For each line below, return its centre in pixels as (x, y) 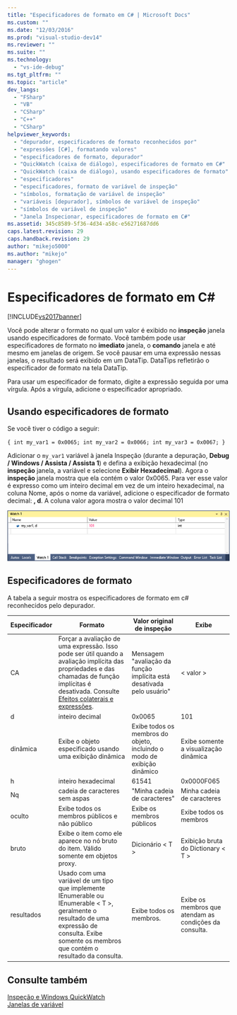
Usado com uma (82, 873)
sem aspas (74, 798)
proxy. (67, 863)
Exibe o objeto (79, 741)
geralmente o (78, 911)
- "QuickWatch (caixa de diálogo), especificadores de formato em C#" (120, 164)
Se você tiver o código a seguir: (54, 429)
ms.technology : (30, 60)
